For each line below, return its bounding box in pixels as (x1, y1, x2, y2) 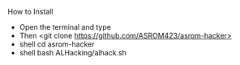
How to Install (7, 7, 54, 16)
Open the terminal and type (19, 22, 111, 31)
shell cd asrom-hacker (19, 39, 95, 49)
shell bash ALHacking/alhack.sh (19, 48, 127, 57)
